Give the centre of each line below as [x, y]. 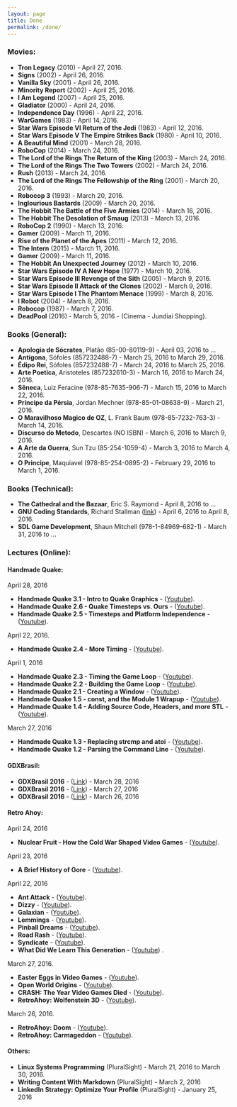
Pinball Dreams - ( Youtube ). [59, 927]
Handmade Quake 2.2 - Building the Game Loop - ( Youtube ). [107, 684]
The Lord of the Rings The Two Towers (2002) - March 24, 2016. [113, 165]
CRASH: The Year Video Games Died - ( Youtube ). [91, 992]
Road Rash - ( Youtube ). [52, 935]
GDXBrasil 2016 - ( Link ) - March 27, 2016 [78, 789]
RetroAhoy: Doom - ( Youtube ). [63, 1027]
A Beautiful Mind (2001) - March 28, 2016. [80, 143]
